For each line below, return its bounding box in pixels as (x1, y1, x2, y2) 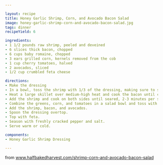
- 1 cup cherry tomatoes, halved (5, 61, 73, 66)
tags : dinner (5, 25, 32, 30)
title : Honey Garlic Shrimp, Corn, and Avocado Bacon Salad (5, 16, 130, 21)
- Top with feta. (5, 115, 40, 119)
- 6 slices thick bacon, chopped (5, 47, 73, 52)
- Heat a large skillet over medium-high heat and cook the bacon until (5, 92, 155, 97)
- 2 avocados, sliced (5, 65, 49, 70)
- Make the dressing (5, 83, 47, 88)
